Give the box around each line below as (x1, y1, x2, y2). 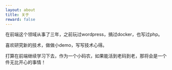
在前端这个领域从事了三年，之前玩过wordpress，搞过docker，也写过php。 (5, 31, 163, 38)
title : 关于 (5, 12, 29, 17)
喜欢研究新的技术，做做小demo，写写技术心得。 (5, 42, 107, 48)
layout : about (5, 7, 36, 13)
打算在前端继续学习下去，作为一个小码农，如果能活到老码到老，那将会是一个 (5, 53, 167, 59)
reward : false (5, 17, 36, 22)
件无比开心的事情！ (5, 59, 46, 65)
